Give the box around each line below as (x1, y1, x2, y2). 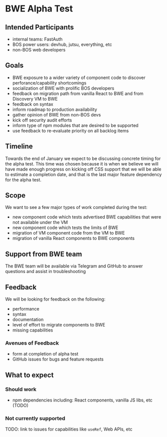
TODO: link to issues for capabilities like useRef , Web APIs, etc (5, 426, 133, 432)
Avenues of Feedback (5, 339, 59, 346)
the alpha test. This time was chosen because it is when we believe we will (5, 160, 159, 166)
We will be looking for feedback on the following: (5, 296, 106, 302)
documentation (12, 316, 44, 322)
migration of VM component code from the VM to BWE (12, 230, 125, 236)
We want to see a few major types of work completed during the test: (5, 204, 148, 210)
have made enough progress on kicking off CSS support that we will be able (5, 166, 162, 172)
